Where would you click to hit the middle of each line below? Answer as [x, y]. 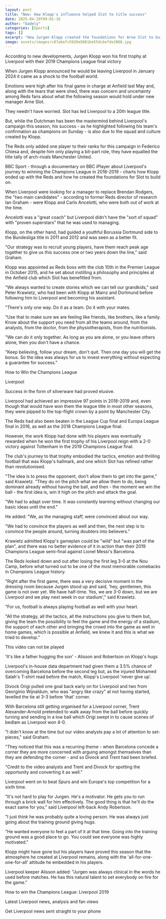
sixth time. [16, 787]
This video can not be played [35, 647]
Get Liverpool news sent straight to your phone [53, 911]
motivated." [17, 842]
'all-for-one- [140, 857]
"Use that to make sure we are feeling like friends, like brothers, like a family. [83, 317]
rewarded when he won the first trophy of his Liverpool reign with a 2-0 [78, 441]
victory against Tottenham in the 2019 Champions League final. [69, 446]
